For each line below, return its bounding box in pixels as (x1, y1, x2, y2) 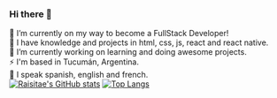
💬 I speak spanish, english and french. (9, 70, 149, 80)
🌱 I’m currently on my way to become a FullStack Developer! (9, 28, 229, 39)
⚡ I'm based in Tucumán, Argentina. (9, 57, 140, 67)
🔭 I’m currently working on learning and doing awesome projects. (9, 47, 248, 57)
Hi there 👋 (9, 8, 53, 20)
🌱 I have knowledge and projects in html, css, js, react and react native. (9, 37, 269, 48)
